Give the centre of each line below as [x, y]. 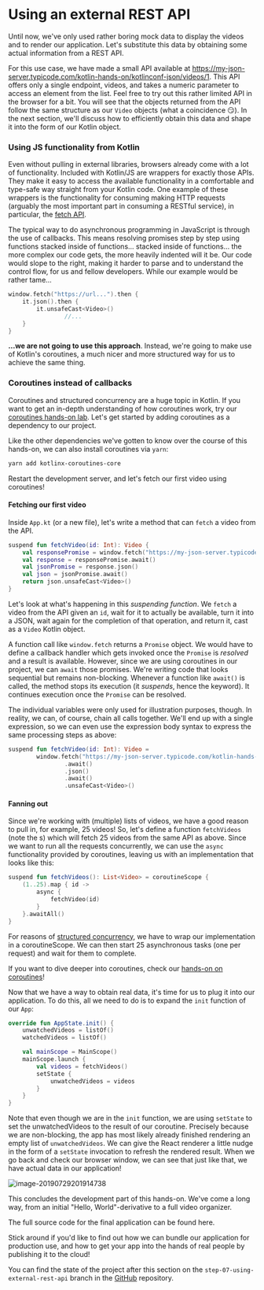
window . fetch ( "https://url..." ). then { [73, 294]
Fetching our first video [47, 505]
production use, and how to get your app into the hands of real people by [126, 1246]
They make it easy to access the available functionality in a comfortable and [131, 181]
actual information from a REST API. [66, 53]
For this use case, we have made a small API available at [99, 68]
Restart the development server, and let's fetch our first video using [117, 479]
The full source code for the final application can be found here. [112, 1222]
